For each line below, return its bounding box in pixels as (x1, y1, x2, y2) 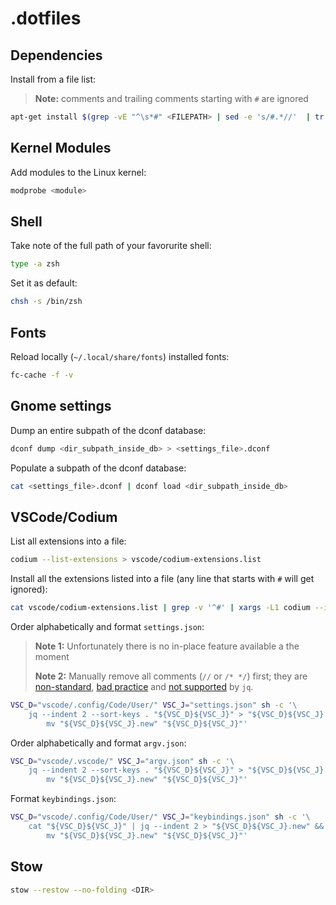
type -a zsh (10, 259, 60, 269)
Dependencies (10, 47, 103, 64)
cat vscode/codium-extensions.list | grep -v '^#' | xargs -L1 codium (10, 603, 311, 613)
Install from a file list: (10, 73, 97, 85)
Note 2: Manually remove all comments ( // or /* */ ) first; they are (34, 670, 308, 682)
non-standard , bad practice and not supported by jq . (34, 680, 254, 692)
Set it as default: (10, 277, 78, 289)
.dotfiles (10, 7, 82, 30)
